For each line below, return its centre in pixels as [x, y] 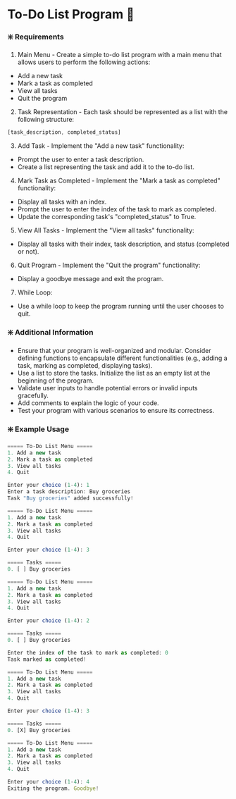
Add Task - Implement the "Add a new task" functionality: [101, 146]
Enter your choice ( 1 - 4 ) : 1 [49, 485]
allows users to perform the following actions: [84, 62]
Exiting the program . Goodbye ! [53, 788]
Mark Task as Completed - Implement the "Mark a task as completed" [119, 181]
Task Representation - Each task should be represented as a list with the [122, 112]
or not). [28, 252]
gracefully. [33, 395]
